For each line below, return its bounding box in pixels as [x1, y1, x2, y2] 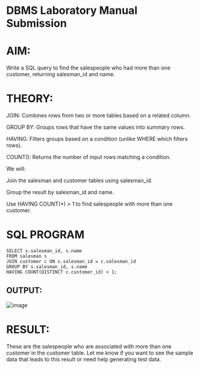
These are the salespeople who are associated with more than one [6, 342, 172, 350]
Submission [6, 16, 68, 30]
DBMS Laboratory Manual [6, 4, 137, 18]
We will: [6, 165, 26, 172]
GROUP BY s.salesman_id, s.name [6, 264, 87, 270]
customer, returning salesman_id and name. [6, 71, 115, 78]
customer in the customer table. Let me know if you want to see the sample [6, 349, 194, 356]
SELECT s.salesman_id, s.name [6, 248, 83, 254]
